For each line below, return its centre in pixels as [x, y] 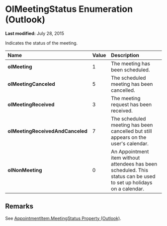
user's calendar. [130, 143]
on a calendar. [128, 188]
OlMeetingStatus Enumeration [69, 9]
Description [125, 55]
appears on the [129, 137]
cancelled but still [131, 131]
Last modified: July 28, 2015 [35, 33]
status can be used [133, 176]
